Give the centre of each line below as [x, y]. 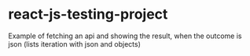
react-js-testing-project [88, 14]
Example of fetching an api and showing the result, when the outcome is [125, 36]
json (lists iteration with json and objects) [75, 44]
